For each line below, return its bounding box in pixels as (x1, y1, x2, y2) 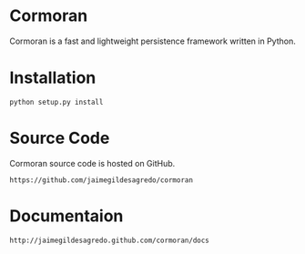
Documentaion (9, 206, 124, 226)
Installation (9, 67, 97, 88)
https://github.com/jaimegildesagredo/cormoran (9, 175, 194, 185)
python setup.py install (9, 97, 104, 107)
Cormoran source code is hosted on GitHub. (9, 157, 176, 168)
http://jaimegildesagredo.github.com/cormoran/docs (9, 236, 209, 245)
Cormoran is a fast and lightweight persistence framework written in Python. (9, 36, 296, 46)
